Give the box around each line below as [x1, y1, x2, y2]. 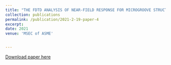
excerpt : [5, 21, 24, 27]
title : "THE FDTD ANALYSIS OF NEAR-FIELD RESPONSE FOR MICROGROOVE [5, 7, 152, 13]
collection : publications [5, 12, 60, 17]
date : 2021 [5, 26, 28, 31]
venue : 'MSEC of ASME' [5, 31, 53, 36]
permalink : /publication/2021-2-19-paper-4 [5, 17, 99, 22]
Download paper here [5, 54, 51, 60]
